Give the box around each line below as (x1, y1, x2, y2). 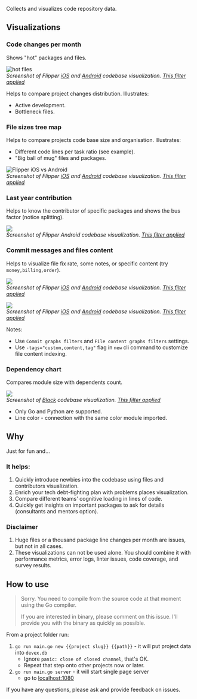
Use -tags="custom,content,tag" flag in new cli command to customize (14, 344, 188, 351)
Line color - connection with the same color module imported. (14, 414, 167, 421)
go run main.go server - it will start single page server (14, 668, 149, 676)
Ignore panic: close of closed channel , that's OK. (23, 655, 149, 662)
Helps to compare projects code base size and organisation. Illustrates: (6, 136, 181, 143)
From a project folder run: (6, 631, 69, 639)
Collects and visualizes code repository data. (6, 5, 117, 12)
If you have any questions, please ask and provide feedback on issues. (6, 686, 181, 694)
